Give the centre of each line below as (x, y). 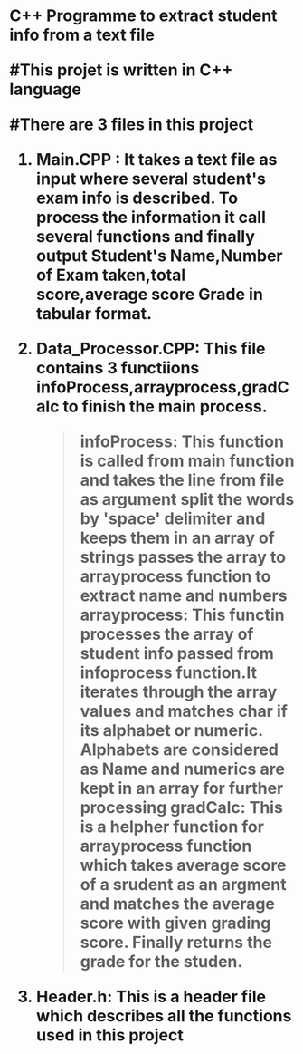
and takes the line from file (182, 480)
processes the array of (167, 634)
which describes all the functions (164, 1016)
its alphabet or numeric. (171, 731)
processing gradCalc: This (181, 808)
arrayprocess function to (175, 577)
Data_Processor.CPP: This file (151, 349)
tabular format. (94, 314)
